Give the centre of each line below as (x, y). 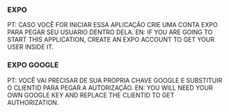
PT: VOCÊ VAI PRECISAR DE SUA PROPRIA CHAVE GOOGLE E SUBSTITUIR (115, 80)
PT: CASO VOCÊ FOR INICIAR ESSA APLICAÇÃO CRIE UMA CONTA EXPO (112, 25)
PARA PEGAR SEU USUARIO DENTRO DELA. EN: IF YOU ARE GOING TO (110, 32)
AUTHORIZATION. (33, 102)
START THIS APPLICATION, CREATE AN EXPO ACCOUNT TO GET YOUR (111, 40)
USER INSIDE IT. (31, 47)
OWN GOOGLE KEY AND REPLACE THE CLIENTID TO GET (91, 95)
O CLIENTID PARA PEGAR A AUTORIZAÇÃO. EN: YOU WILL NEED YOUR (110, 88)
